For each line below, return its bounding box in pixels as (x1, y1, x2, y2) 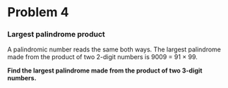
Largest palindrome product (7, 30, 106, 39)
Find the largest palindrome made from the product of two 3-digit (7, 66, 203, 75)
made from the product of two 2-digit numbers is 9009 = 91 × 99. (7, 53, 198, 61)
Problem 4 (7, 4, 69, 20)
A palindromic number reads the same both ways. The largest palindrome (7, 45, 221, 54)
